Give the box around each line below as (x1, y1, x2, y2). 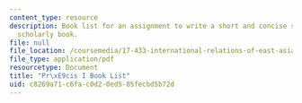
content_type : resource (9, 13, 99, 22)
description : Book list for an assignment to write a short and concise (9, 21, 288, 30)
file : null (9, 38, 50, 47)
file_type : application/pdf (9, 55, 115, 64)
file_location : (9, 47, 67, 56)
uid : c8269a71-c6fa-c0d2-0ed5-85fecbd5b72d (9, 80, 175, 89)
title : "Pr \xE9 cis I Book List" (9, 72, 130, 81)
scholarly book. (17, 30, 78, 39)
